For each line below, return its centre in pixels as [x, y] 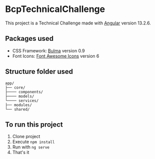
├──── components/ [24, 92]
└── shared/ [17, 109]
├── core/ [15, 87]
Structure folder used [39, 72]
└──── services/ [22, 101]
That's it [21, 153]
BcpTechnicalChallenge [55, 9]
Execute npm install [34, 142]
